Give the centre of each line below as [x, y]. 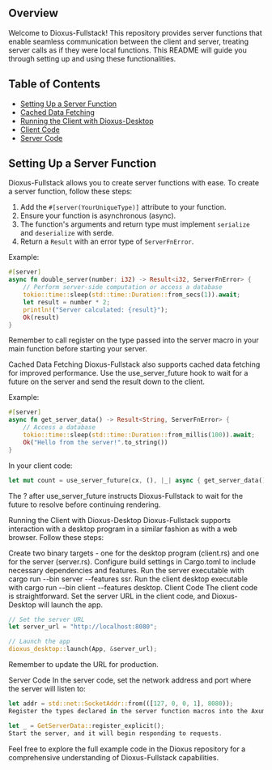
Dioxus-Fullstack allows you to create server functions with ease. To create [134, 183]
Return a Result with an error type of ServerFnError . [107, 241]
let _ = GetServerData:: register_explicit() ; [86, 725]
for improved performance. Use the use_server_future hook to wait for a [128, 373]
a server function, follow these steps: [70, 191]
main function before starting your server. [78, 349]
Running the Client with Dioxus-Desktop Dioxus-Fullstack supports [119, 520]
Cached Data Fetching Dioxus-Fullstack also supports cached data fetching [134, 364]
